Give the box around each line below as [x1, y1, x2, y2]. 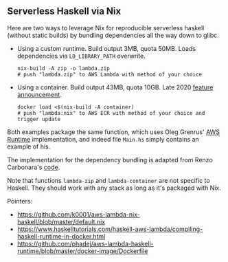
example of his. [7, 142, 51, 151]
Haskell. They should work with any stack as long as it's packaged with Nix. [7, 184, 221, 192]
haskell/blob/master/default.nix [16, 217, 105, 226]
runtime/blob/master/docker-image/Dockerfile [16, 247, 148, 255]
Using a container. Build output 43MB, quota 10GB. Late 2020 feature [16, 83, 214, 91]
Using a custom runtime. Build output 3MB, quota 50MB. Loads [16, 44, 196, 52]
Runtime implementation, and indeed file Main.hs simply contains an [7, 135, 199, 143]
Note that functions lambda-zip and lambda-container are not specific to [7, 176, 211, 184]
